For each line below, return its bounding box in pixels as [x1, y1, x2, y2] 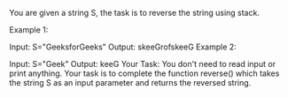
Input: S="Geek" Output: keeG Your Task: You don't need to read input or [9, 59, 276, 69]
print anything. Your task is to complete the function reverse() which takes [9, 68, 280, 78]
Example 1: [9, 25, 49, 34]
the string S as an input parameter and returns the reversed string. [9, 78, 252, 87]
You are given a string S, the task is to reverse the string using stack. [9, 8, 260, 18]
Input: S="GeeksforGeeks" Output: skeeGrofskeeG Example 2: [9, 41, 237, 52]
